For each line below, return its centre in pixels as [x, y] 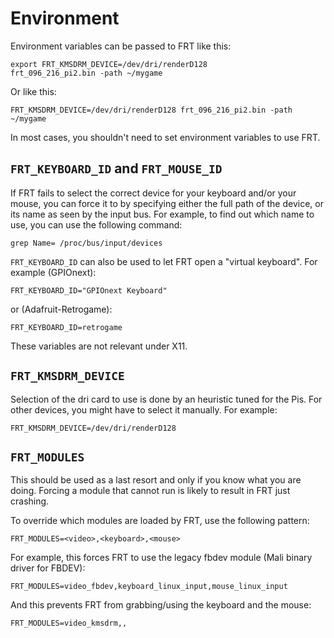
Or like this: [33, 91]
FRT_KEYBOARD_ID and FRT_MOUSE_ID [116, 168]
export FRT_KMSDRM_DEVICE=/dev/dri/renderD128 [109, 64]
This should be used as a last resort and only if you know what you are [156, 480]
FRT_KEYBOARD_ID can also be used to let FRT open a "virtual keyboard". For [164, 261]
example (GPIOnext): [53, 272]
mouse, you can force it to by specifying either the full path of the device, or [167, 203]
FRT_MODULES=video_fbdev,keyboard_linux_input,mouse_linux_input [149, 587]
